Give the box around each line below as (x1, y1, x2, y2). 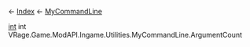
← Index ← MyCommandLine (8, 7, 102, 16)
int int (8, 22, 27, 31)
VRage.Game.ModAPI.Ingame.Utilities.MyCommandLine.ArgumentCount (8, 31, 242, 39)
